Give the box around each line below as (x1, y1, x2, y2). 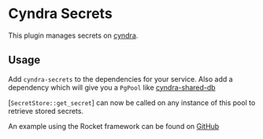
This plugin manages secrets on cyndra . (8, 31, 139, 40)
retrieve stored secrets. (8, 106, 84, 115)
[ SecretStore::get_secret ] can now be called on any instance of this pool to (8, 97, 256, 107)
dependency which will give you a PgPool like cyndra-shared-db (8, 82, 216, 92)
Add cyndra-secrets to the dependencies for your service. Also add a (8, 74, 234, 83)
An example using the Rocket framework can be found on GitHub (8, 121, 220, 130)
